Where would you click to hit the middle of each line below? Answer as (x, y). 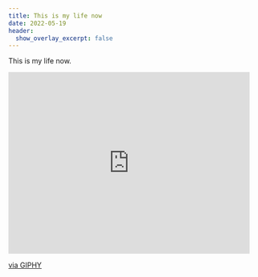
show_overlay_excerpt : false (64, 38)
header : (21, 31)
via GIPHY (25, 265)
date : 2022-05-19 (37, 23)
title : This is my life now (55, 16)
